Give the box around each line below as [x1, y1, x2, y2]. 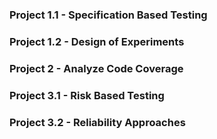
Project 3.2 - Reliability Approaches [9, 115, 186, 129]
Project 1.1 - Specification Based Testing [9, 8, 208, 22]
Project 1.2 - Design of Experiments [9, 34, 185, 48]
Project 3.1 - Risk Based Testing [9, 88, 165, 102]
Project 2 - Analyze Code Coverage [9, 61, 184, 75]
